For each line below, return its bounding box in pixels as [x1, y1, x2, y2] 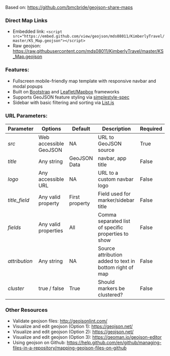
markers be [98, 284, 125, 292]
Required [140, 125, 162, 132]
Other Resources [5, 306, 48, 313]
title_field [8, 197, 29, 204]
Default [72, 125, 91, 132]
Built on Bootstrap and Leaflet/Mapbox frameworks [12, 88, 120, 94]
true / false [38, 284, 64, 292]
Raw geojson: [12, 43, 41, 49]
